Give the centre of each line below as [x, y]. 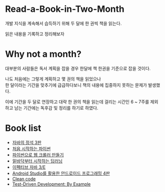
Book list [23, 128]
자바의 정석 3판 [27, 142]
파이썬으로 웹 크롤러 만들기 [38, 154]
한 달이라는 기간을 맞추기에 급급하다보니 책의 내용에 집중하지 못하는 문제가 [76, 85]
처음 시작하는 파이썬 [31, 149]
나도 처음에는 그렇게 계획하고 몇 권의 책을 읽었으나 [53, 79]
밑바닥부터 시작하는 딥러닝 [37, 161]
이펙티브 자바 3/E [29, 167]
